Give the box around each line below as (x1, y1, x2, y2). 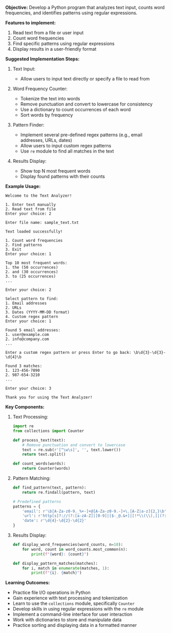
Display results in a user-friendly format (12, 46, 97, 52)
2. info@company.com (5, 336, 50, 342)
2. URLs (5, 305, 22, 310)
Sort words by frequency (20, 112, 73, 118)
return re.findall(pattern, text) (22, 490, 96, 495)
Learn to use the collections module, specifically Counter (12, 600, 135, 606)
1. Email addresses (5, 301, 47, 306)
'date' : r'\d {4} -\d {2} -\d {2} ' (22, 518, 87, 523)
